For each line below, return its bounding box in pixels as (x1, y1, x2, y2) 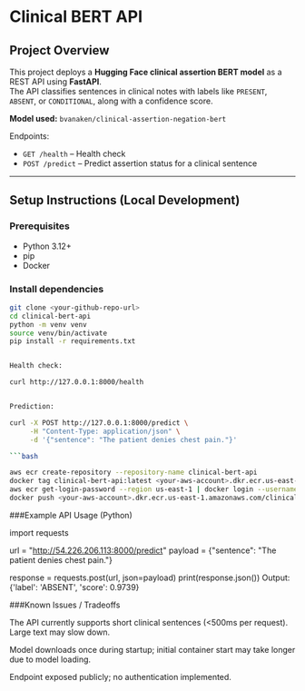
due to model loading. (9, 654, 92, 665)
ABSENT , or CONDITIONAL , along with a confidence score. (9, 95, 213, 106)
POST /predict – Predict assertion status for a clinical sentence (22, 158, 258, 169)
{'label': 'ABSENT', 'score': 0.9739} (9, 581, 140, 592)
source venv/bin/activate (9, 329, 107, 338)
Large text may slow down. (9, 627, 111, 637)
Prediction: (9, 402, 54, 411)
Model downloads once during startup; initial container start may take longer (9, 644, 296, 655)
